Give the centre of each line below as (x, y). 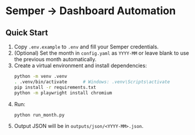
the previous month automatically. (55, 59)
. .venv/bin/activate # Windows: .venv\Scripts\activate (92, 82)
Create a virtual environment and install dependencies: (80, 65)
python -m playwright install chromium (63, 93)
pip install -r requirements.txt (55, 87)
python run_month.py (39, 115)
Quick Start (27, 33)
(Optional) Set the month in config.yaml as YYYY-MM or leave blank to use (101, 53)
